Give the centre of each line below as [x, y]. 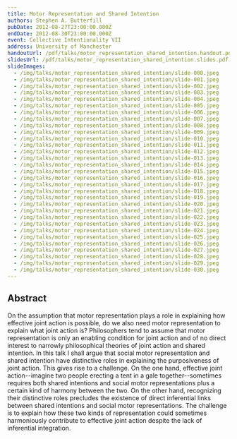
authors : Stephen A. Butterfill [55, 20]
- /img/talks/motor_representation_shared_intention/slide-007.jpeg [116, 119]
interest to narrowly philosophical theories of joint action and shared [107, 345]
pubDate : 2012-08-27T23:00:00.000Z [60, 27]
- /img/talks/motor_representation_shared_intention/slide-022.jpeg [116, 217]
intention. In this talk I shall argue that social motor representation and [109, 353]
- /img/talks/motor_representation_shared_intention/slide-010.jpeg [116, 138]
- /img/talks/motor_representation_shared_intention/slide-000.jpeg [116, 73]
